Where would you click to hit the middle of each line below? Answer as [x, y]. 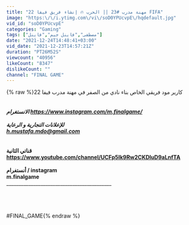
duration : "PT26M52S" [34, 52]
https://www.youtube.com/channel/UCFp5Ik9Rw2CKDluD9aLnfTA [93, 158]
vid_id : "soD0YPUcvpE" [35, 23]
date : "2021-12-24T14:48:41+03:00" [52, 40]
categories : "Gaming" [34, 29]
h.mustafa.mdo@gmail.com [43, 131]
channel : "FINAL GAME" [35, 75]
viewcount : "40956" [31, 58]
